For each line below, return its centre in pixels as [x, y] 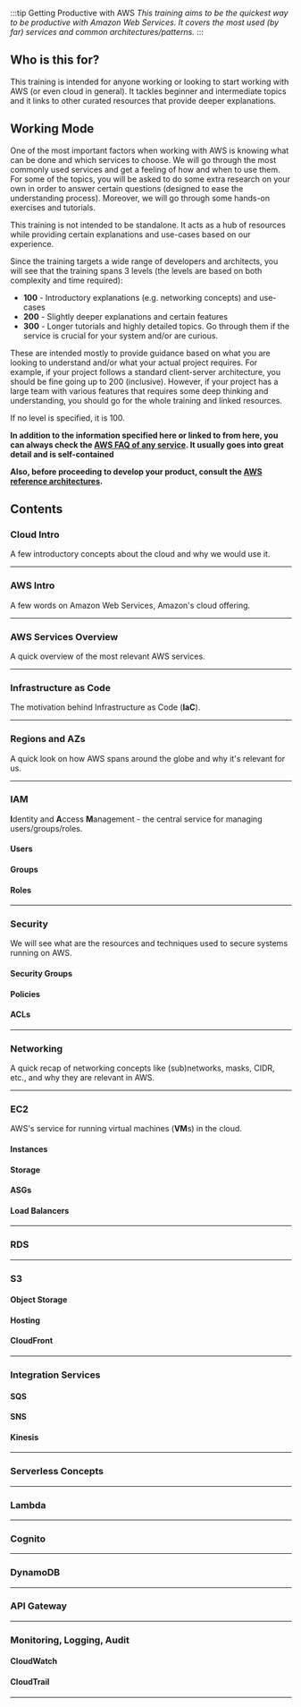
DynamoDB [35, 1573]
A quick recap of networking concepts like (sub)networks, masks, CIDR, [142, 1068]
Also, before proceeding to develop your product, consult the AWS [136, 471]
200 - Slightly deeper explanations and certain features [125, 316]
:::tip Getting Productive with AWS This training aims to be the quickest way [149, 13]
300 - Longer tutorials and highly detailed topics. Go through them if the [156, 326]
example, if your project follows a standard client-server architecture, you [146, 371]
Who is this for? [55, 60]
